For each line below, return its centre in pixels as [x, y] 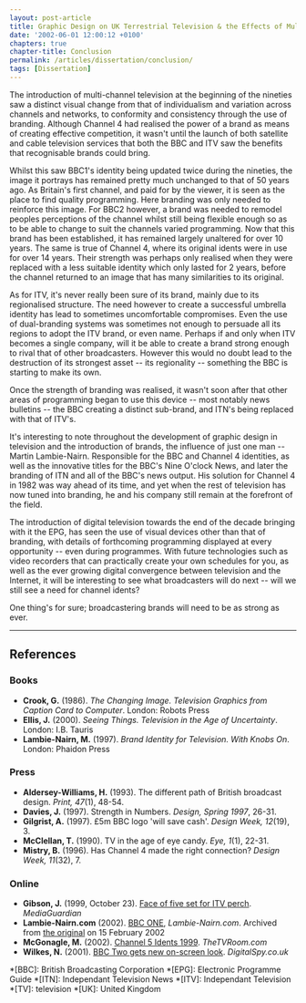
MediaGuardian [52, 914]
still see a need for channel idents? [75, 590]
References [43, 654]
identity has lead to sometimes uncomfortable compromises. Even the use [149, 314]
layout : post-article [51, 18]
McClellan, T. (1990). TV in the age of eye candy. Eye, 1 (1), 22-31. [146, 841]
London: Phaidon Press [66, 749]
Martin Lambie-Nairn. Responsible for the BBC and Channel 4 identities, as [149, 456]
